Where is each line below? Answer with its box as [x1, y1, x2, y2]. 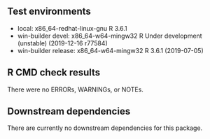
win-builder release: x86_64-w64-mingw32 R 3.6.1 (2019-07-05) [17, 46, 204, 54]
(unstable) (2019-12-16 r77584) [17, 38, 108, 47]
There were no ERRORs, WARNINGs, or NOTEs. [7, 85, 143, 94]
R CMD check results [7, 66, 101, 79]
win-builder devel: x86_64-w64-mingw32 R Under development [17, 31, 202, 40]
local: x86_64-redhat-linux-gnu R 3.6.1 [17, 24, 127, 32]
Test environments [7, 6, 91, 17]
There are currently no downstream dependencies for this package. [7, 124, 203, 132]
